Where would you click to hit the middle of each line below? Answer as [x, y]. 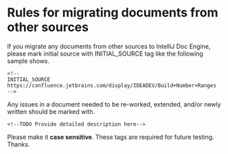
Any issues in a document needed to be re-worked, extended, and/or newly [114, 104]
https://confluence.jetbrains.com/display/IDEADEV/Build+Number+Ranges [112, 85]
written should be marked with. [51, 111]
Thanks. [19, 144]
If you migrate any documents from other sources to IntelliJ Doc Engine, [109, 46]
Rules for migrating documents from [113, 13]
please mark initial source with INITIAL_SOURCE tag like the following [105, 54]
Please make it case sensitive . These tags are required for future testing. [111, 137]
